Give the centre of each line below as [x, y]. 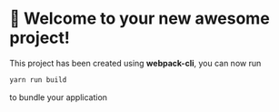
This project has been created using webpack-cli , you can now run [135, 63]
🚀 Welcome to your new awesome [139, 19]
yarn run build [38, 80]
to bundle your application [58, 97]
